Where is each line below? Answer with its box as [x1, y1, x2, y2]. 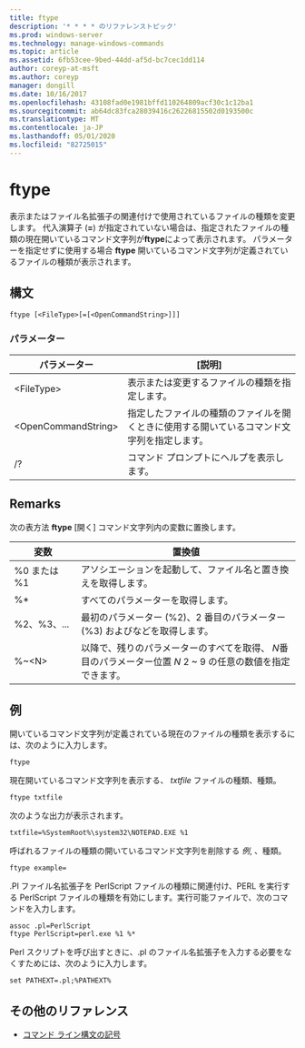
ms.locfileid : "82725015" [9, 140, 107, 149]
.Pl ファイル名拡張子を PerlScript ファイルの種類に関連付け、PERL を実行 [9, 881, 283, 892]
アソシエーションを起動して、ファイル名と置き [80, 563, 280, 576]
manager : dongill [9, 81, 75, 90]
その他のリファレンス [9, 1003, 129, 1019]
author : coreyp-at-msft [9, 65, 100, 74]
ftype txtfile [9, 793, 64, 802]
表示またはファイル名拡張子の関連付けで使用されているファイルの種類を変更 [9, 210, 296, 221]
